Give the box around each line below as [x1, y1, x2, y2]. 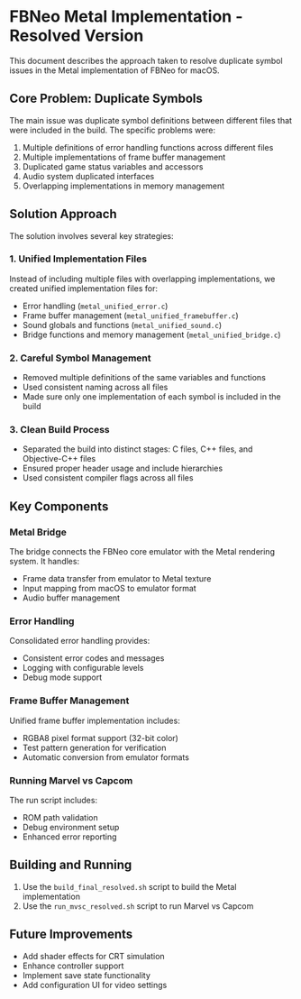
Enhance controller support [22, 960, 124, 971]
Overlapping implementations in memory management [22, 180, 225, 191]
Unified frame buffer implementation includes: [9, 715, 180, 726]
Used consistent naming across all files [22, 381, 169, 393]
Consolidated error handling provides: [9, 636, 150, 646]
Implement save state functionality [22, 969, 151, 980]
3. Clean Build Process [9, 424, 110, 436]
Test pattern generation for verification [22, 742, 167, 753]
